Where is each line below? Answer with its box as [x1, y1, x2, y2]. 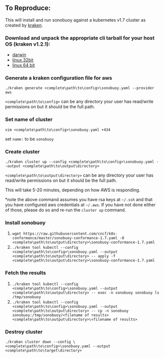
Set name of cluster [5, 116, 53, 123]
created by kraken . [5, 22, 43, 28]
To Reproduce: [5, 4, 51, 12]
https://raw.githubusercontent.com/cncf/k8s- [23, 231, 118, 237]
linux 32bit [12, 57, 34, 63]
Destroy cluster [5, 328, 43, 335]
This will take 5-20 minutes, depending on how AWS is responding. [5, 187, 141, 193]
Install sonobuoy [5, 219, 46, 226]
